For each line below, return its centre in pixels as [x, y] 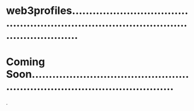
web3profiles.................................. [97, 11]
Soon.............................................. [98, 74]
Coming [26, 62]
